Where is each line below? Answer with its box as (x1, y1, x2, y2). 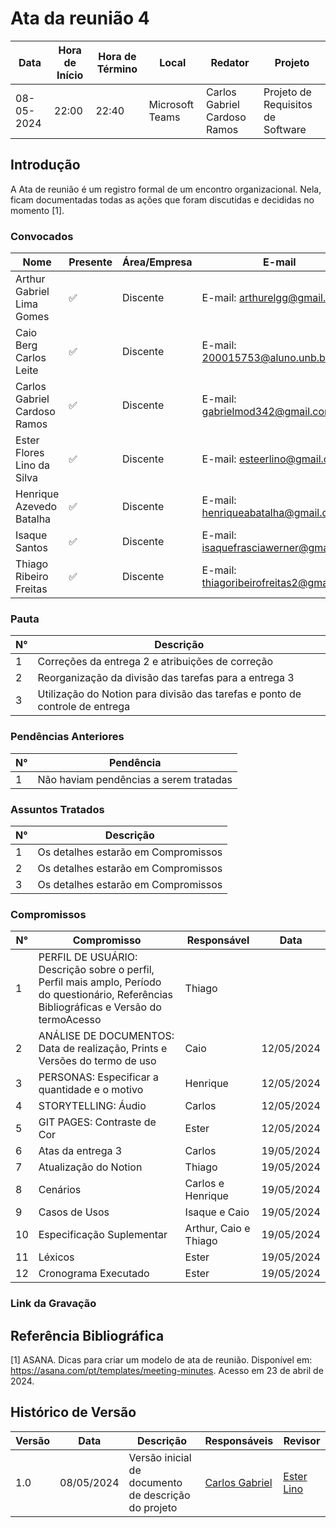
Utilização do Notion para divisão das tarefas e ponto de (37, 687, 302, 701)
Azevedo (15, 500, 58, 514)
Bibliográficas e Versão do (38, 1000, 162, 1014)
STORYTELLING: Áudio (38, 1099, 147, 1113)
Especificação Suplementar (38, 1228, 168, 1242)
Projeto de (263, 85, 312, 99)
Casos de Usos (38, 1205, 110, 1219)
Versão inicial (128, 1450, 192, 1464)
